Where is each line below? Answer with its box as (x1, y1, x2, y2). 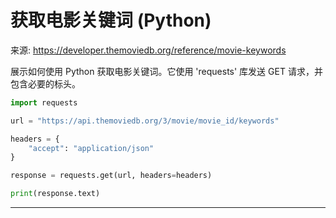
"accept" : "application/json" (28, 143, 155, 153)
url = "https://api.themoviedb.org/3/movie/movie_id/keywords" (10, 116, 280, 126)
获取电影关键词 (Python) (10, 9, 212, 32)
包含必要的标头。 (10, 77, 81, 90)
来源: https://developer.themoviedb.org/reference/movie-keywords (10, 44, 287, 56)
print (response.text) (10, 189, 101, 199)
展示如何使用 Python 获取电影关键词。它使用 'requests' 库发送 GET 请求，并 (10, 65, 323, 77)
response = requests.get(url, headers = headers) (10, 171, 213, 181)
